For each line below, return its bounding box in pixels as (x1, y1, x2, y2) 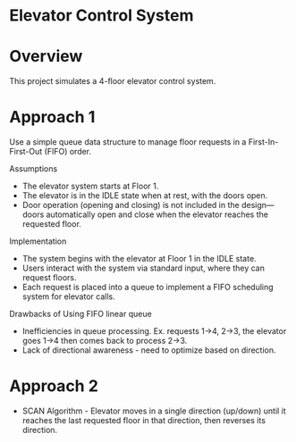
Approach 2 (9, 376, 98, 396)
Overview (9, 46, 83, 67)
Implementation (9, 236, 67, 246)
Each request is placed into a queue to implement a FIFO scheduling (21, 282, 275, 293)
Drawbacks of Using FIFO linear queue (9, 309, 152, 320)
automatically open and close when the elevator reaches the (46, 209, 268, 220)
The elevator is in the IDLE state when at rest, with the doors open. (21, 190, 268, 201)
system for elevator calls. (21, 291, 115, 302)
